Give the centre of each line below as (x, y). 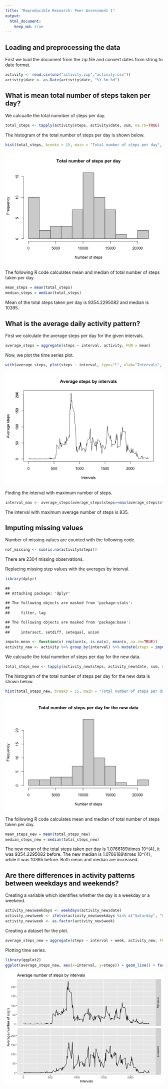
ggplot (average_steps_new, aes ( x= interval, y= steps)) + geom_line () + (80, 965)
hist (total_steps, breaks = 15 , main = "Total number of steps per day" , (84, 145)
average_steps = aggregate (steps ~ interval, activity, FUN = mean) (78, 345)
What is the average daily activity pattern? (73, 324)
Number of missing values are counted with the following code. (70, 540)
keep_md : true (29, 27)
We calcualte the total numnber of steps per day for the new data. (73, 657)
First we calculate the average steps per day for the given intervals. (74, 336)
